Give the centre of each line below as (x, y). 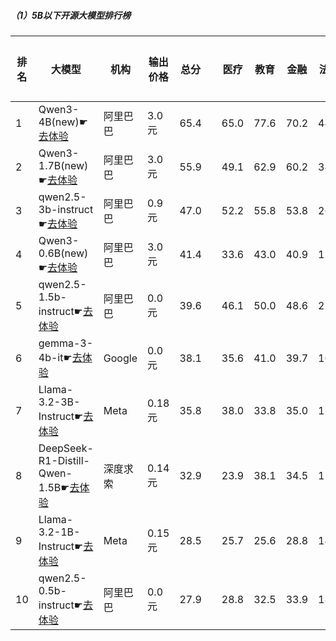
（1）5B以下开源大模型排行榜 (71, 15)
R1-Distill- (64, 460)
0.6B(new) (63, 253)
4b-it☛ (55, 357)
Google (120, 358)
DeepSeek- (66, 448)
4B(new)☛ (63, 122)
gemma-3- (66, 343)
